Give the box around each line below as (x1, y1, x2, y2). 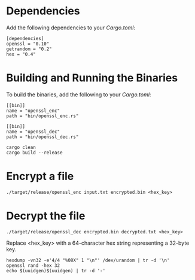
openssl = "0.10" (6, 41, 50, 47)
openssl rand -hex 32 (6, 262, 60, 269)
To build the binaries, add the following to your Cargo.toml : (6, 91, 151, 98)
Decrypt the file (6, 209, 86, 223)
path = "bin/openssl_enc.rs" (6, 112, 79, 119)
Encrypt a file (6, 169, 74, 183)
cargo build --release (6, 150, 63, 156)
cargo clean (6, 144, 36, 150)
